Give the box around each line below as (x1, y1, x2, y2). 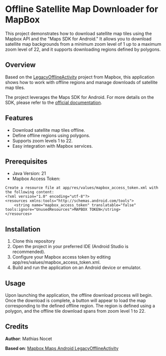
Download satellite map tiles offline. (12, 127, 85, 133)
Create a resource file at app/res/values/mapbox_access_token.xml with (5, 185, 159, 190)
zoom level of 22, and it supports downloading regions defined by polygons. (5, 46, 161, 52)
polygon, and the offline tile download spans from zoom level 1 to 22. (5, 308, 146, 314)
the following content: (5, 190, 55, 195)
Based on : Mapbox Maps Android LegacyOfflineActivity (5, 345, 119, 351)
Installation (5, 225, 41, 233)
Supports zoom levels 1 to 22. (12, 138, 73, 144)
